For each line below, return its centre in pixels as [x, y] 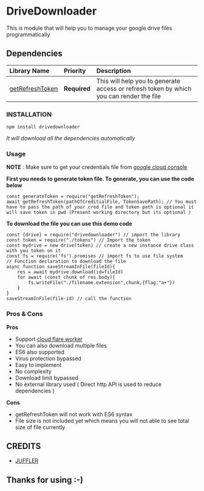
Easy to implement [38, 365]
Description [114, 70]
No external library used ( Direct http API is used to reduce [88, 384]
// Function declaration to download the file [66, 262]
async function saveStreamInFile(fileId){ [61, 267]
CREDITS [24, 446]
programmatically [28, 34]
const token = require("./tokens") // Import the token [78, 240]
